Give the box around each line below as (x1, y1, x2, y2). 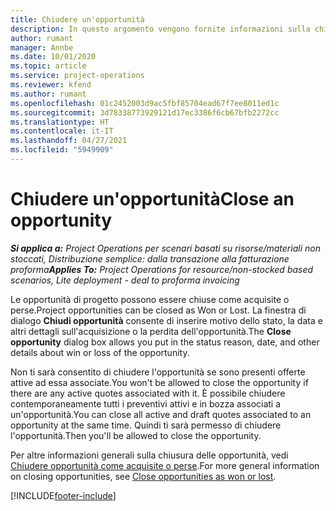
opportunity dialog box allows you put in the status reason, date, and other (10, 336, 320, 348)
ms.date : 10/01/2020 (10, 52, 97, 62)
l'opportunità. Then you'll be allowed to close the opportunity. (10, 429, 262, 441)
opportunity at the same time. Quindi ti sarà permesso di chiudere (10, 419, 282, 431)
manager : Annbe (10, 42, 74, 53)
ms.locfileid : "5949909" (10, 145, 114, 155)
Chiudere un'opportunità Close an (10, 188, 295, 211)
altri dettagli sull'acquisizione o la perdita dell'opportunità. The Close (10, 325, 292, 337)
